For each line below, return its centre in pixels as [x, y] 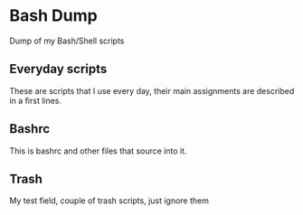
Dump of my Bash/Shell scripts [67, 41]
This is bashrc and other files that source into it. [98, 151]
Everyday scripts [58, 69]
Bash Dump [53, 16]
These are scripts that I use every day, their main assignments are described [152, 90]
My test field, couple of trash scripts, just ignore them [109, 201]
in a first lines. [35, 100]
